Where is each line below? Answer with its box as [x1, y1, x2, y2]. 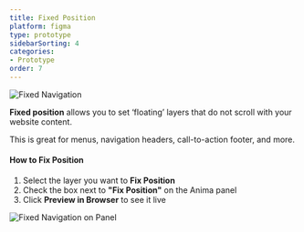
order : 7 [9, 65, 43, 74]
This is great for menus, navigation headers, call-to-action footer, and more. [9, 134, 295, 145]
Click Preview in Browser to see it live [22, 195, 166, 206]
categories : [9, 47, 55, 56]
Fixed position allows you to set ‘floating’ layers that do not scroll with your [9, 106, 292, 117]
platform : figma [9, 22, 71, 31]
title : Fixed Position [9, 13, 96, 23]
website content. [9, 116, 73, 127]
